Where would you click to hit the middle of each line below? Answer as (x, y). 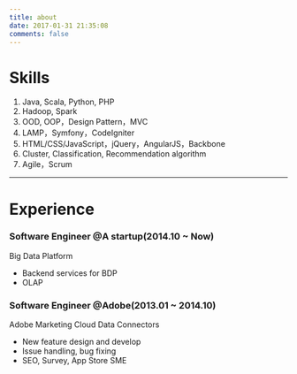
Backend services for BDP (69, 273)
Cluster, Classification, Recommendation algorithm (114, 154)
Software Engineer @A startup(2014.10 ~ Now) (112, 237)
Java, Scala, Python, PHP (68, 102)
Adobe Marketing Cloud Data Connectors (84, 324)
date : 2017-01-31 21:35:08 (59, 26)
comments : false (39, 34)
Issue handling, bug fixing (69, 351)
